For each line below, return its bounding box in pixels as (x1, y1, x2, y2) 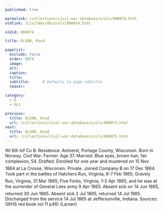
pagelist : (5, 47, 26, 52)
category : (5, 93, 26, 98)
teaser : (9, 84, 26, 89)
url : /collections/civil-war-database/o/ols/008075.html (9, 134, 129, 139)
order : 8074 (9, 57, 34, 62)
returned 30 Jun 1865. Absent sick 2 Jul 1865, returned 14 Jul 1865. (5, 190, 141, 196)
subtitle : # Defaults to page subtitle (9, 79, 102, 84)
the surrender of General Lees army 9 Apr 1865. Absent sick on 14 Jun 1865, (5, 183, 160, 189)
